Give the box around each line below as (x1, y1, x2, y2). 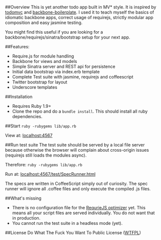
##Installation (5, 94, 33, 100)
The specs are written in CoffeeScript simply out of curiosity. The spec (5, 180, 148, 186)
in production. (12, 215, 41, 221)
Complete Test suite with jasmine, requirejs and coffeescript (12, 74, 134, 80)
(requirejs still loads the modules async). (5, 152, 87, 158)
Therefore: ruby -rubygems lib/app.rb (5, 162, 82, 167)
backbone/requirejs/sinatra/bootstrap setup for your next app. (5, 34, 131, 40)
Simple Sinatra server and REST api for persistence (12, 63, 115, 69)
